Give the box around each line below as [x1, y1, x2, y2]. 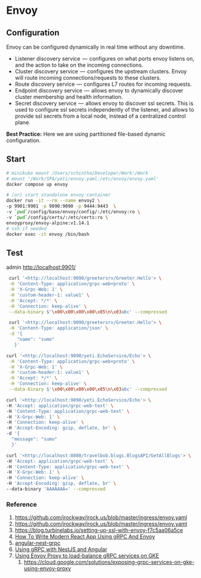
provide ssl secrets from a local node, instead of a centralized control [14, 112, 186, 119]
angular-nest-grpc [14, 540, 61, 547]
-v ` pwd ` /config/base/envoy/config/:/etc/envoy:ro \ [6, 209, 141, 215]
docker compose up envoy [6, 181, 68, 187]
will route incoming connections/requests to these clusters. [14, 74, 162, 81]
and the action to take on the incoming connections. [14, 61, 144, 68]
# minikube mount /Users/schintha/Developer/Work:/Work [6, 170, 148, 176]
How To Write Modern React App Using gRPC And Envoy [14, 533, 156, 540]
